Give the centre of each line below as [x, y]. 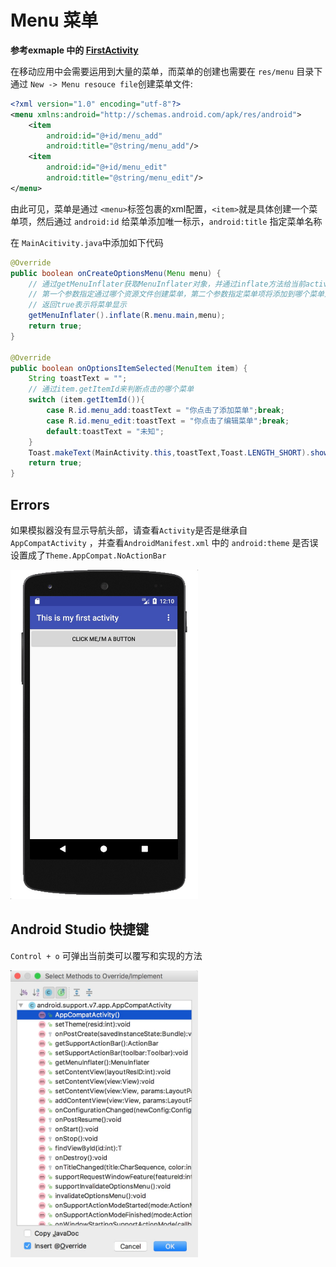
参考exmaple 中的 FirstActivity [74, 50]
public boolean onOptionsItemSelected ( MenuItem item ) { [129, 368]
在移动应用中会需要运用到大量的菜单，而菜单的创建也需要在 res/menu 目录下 [166, 71]
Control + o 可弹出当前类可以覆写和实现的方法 [106, 955]
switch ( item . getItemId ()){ [86, 400]
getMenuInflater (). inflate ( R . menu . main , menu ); [127, 316]
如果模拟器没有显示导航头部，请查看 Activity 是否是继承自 [129, 530]
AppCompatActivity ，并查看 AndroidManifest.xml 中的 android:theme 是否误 [164, 542]
